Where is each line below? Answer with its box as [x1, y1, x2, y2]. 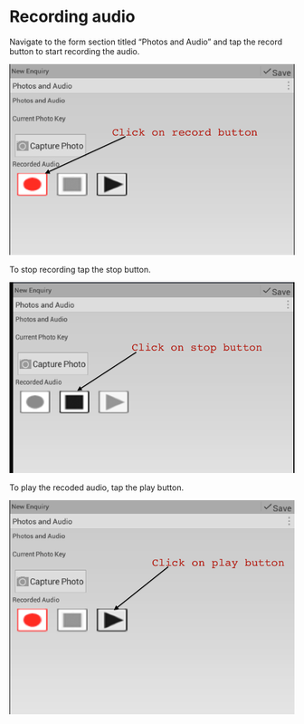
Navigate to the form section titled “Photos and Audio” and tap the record [9, 36, 283, 47]
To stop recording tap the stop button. [9, 265, 151, 275]
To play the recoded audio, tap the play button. [9, 482, 184, 493]
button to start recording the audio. [9, 45, 140, 56]
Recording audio [9, 6, 136, 27]
